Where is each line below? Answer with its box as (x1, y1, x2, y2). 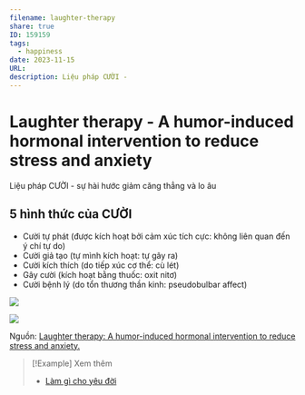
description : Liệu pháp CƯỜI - (9, 73, 128, 82)
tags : (9, 38, 30, 48)
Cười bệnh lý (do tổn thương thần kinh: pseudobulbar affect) (22, 279, 248, 290)
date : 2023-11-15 (9, 55, 75, 64)
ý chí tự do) (22, 240, 66, 251)
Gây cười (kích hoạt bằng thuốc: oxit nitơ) (22, 269, 178, 280)
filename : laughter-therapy (9, 13, 116, 23)
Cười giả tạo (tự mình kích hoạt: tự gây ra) (22, 250, 179, 261)
